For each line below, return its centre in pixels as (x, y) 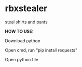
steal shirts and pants (26, 22)
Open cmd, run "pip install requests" (41, 50)
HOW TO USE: (19, 31)
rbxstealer (26, 8)
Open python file (22, 59)
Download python (23, 41)
